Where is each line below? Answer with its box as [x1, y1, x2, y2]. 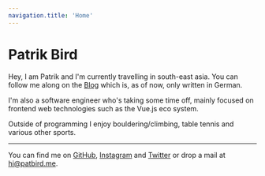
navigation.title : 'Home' [8, 11, 93, 20]
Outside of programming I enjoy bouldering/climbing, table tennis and [8, 119, 234, 129]
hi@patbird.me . [8, 159, 58, 168]
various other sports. [8, 127, 77, 137]
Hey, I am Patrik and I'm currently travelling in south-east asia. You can [8, 72, 238, 81]
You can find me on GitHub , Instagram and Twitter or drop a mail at [8, 150, 226, 159]
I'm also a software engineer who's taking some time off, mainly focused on [8, 95, 254, 105]
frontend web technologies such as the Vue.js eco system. [8, 103, 199, 113]
